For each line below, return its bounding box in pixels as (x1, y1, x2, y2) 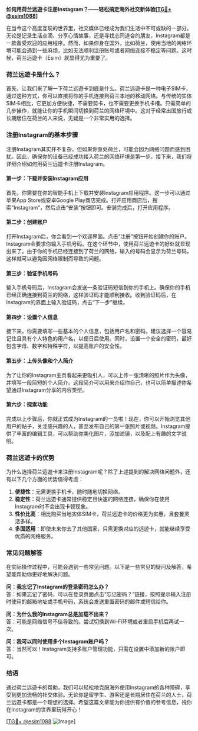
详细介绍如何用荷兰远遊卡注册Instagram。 (6, 160, 108, 168)
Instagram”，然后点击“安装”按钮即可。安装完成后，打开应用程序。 (14, 204, 174, 211)
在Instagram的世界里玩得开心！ (6, 706, 82, 713)
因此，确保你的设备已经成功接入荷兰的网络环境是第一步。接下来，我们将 (16, 153, 192, 160)
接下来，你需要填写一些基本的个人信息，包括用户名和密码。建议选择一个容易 (6, 328, 192, 335)
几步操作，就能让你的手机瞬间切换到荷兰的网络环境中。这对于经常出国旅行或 (6, 107, 192, 114)
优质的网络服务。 (14, 533, 57, 540)
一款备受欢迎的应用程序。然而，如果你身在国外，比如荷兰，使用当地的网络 (6, 40, 187, 46)
